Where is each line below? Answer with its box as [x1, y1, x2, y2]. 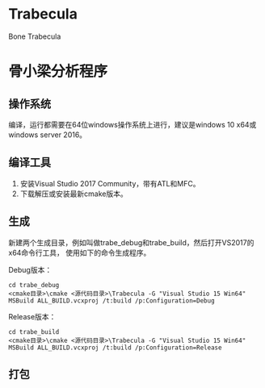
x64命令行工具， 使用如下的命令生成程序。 [8, 248, 151, 257]
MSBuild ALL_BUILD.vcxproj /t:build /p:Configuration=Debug [8, 296, 216, 305]
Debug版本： [8, 265, 53, 274]
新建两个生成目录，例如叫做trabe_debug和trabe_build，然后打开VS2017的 [8, 237, 254, 247]
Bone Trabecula [8, 31, 61, 41]
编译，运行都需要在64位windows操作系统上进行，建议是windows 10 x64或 [8, 119, 257, 129]
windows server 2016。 [8, 130, 87, 140]
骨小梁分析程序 [8, 62, 108, 81]
